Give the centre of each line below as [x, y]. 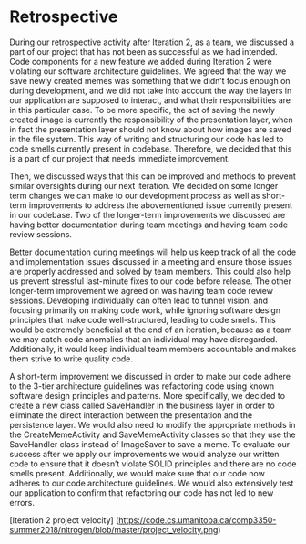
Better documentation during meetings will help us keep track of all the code [153, 252]
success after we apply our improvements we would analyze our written [144, 454]
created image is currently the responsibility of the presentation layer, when [151, 120]
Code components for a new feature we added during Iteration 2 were [141, 61]
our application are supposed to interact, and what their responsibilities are [150, 100]
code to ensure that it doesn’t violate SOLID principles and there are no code [153, 464]
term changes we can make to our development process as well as [135, 195]
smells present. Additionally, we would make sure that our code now [138, 473]
